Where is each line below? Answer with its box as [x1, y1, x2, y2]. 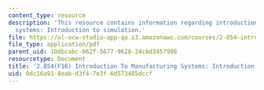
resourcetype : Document [8, 56, 86, 63]
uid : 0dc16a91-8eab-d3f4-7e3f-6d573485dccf [8, 70, 153, 77]
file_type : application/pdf [8, 41, 101, 49]
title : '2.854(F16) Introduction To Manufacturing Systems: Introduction [8, 63, 255, 70]
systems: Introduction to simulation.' [15, 26, 146, 34]
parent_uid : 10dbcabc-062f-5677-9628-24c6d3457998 [8, 48, 178, 56]
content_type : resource [8, 11, 86, 20]
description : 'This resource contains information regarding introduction [8, 19, 258, 27]
